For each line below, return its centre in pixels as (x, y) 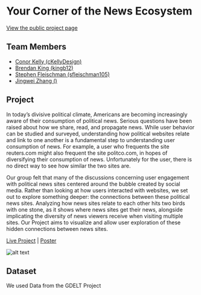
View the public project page (42, 28)
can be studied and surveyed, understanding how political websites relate (98, 134)
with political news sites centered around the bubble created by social (93, 184)
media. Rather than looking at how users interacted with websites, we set (97, 190)
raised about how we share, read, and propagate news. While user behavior (101, 127)
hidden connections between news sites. (57, 229)
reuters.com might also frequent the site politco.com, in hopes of (87, 153)
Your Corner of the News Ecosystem (99, 11)
